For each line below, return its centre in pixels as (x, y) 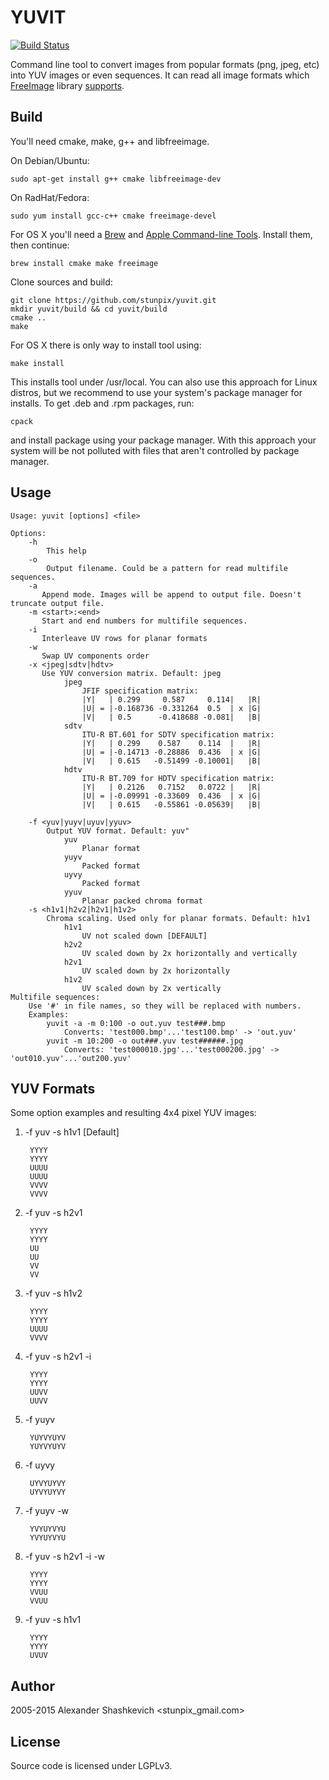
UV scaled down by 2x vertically (151, 988)
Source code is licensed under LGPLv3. (91, 1765)
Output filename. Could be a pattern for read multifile (167, 568)
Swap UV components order (95, 656)
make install (37, 363)
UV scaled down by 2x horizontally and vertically (189, 953)
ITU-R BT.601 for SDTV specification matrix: (178, 734)
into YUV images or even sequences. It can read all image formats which (160, 75)
